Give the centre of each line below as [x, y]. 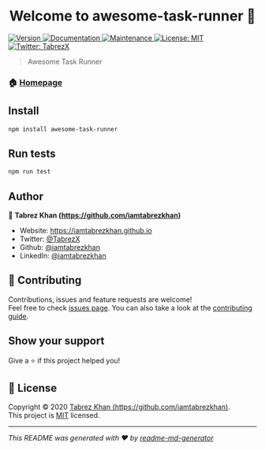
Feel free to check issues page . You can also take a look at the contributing [130, 307]
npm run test [30, 172]
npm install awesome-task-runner [63, 129]
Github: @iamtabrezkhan [60, 247]
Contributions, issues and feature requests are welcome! [100, 299]
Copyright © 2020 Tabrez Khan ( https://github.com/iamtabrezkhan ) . [119, 407]
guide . [19, 316]
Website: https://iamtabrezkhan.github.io [86, 231]
